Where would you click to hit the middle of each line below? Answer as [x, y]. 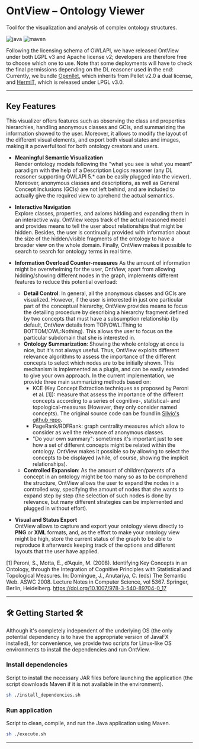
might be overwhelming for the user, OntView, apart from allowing [95, 269]
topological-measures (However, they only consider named [105, 407]
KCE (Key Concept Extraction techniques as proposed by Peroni [110, 388]
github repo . [47, 419]
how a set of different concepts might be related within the [104, 445]
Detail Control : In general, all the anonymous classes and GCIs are [105, 293]
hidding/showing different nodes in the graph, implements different [97, 275]
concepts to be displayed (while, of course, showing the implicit [110, 457]
